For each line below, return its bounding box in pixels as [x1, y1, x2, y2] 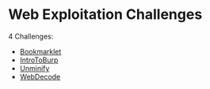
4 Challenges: [8, 32, 54, 41]
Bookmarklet [19, 46, 62, 56]
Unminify [19, 63, 50, 72]
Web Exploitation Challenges [8, 6, 203, 24]
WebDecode [19, 72, 61, 81]
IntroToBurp [19, 55, 59, 65]
